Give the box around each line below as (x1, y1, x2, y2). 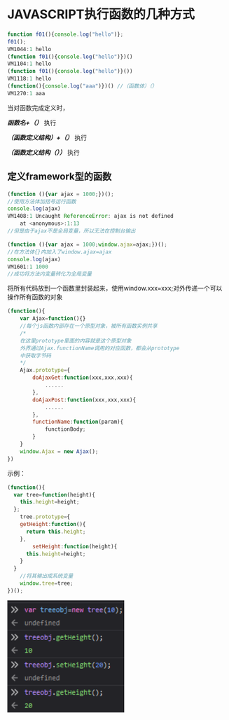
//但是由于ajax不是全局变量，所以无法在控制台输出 (7, 228, 136, 235)
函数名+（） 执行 (7, 118, 57, 127)
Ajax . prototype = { (20, 367, 71, 374)
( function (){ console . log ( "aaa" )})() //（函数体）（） (7, 83, 158, 90)
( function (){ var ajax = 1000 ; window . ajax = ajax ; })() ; (7, 241, 168, 248)
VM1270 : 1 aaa (7, 90, 46, 97)
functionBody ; (44, 426, 86, 433)
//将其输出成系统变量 (20, 572, 74, 580)
